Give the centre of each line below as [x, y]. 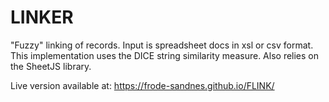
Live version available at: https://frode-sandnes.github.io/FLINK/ [142, 85]
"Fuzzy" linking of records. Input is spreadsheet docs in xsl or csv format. [162, 45]
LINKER [42, 17]
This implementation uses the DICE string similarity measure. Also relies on [165, 55]
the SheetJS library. [51, 66]
